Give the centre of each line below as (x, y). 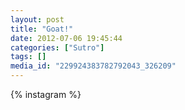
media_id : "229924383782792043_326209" (93, 66)
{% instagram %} (46, 94)
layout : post (37, 19)
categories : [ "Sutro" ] (57, 47)
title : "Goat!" (42, 29)
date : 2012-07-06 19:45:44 (66, 38)
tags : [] (28, 57)
